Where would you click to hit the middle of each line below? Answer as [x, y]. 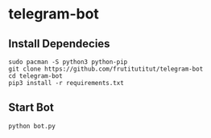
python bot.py [32, 126]
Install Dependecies [59, 44]
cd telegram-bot [35, 76]
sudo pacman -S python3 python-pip [68, 62]
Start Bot [31, 108]
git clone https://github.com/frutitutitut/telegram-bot [106, 69]
